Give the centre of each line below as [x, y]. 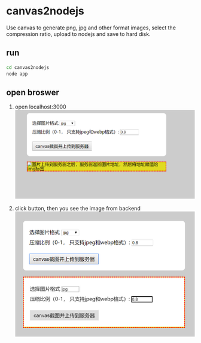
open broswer [33, 92]
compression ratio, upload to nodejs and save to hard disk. [78, 34]
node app [17, 74]
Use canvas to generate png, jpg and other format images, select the [91, 28]
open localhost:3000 [41, 107]
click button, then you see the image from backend [77, 208]
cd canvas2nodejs [28, 67]
